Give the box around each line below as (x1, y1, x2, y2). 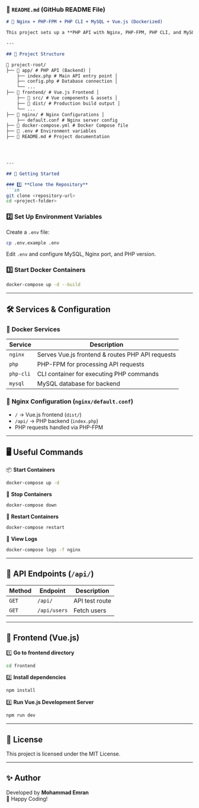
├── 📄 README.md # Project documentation (6, 134, 110, 140)
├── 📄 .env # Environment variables (6, 128, 97, 134)
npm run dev (6, 712, 36, 719)
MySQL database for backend (37, 380, 120, 388)
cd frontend (6, 663, 36, 669)
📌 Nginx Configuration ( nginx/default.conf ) (6, 397, 133, 406)
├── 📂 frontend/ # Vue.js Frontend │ (6, 89, 99, 96)
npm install (6, 687, 36, 694)
